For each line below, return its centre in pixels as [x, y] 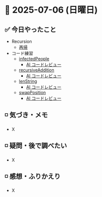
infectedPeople [34, 59]
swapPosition [32, 92]
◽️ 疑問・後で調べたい [36, 146]
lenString [28, 81]
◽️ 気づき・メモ [26, 115]
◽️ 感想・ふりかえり [33, 176]
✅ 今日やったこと [30, 29]
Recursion [22, 41]
